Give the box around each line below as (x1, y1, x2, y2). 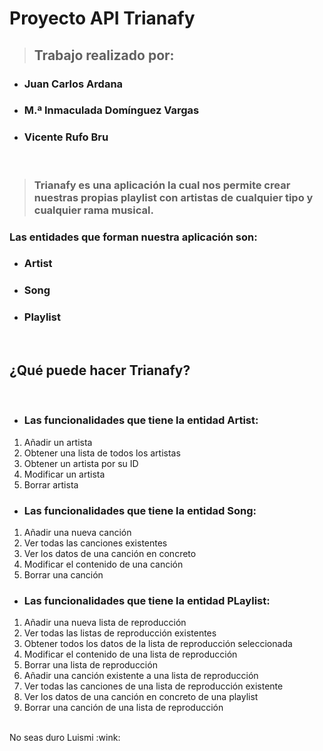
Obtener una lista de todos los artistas (23, 447, 181, 459)
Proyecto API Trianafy (9, 7, 196, 30)
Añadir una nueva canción (23, 527, 132, 539)
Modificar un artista (23, 468, 106, 480)
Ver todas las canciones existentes (23, 537, 168, 549)
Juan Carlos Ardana (23, 77, 124, 91)
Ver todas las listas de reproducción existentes (23, 627, 217, 639)
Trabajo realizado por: (33, 47, 175, 64)
